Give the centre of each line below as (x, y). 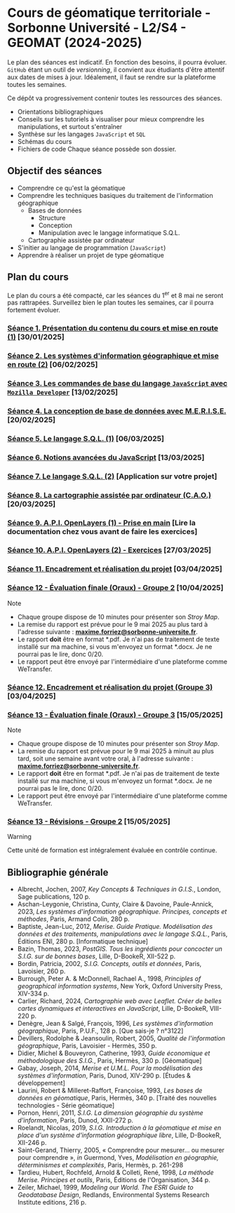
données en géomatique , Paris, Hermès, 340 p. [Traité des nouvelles (117, 1098)
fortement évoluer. (34, 310)
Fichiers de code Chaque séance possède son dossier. (97, 149)
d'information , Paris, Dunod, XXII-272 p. (75, 1120)
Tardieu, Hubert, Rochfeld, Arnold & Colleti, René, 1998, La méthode (115, 1172)
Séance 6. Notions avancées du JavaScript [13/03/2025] (106, 457)
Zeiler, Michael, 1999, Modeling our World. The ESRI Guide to (106, 1187)
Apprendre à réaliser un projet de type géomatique (91, 255)
